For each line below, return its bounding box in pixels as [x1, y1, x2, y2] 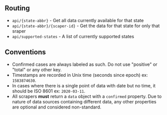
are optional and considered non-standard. [12, 104, 101, 110]
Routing [5, 4, 30, 13]
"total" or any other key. [12, 66, 62, 72]
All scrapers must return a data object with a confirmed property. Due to [12, 93, 162, 99]
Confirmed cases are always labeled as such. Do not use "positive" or [12, 61, 157, 67]
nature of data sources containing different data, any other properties [12, 98, 157, 104]
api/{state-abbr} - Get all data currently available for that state [12, 17, 144, 23]
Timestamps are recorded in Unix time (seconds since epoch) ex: [12, 72, 148, 78]
